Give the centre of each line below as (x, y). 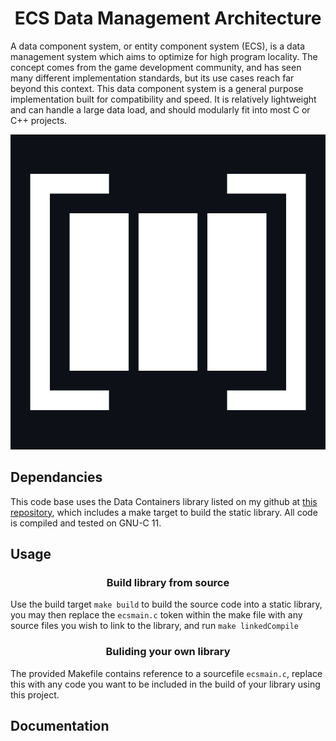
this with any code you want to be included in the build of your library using (165, 684)
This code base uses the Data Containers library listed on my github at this (164, 501)
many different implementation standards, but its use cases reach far (152, 78)
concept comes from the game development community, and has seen (156, 67)
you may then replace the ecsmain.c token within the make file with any (156, 615)
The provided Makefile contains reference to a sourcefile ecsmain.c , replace (166, 673)
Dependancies (56, 477)
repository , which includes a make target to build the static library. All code (164, 512)
